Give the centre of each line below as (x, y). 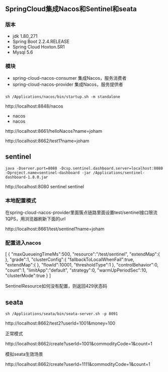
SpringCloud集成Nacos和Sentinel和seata (71, 9)
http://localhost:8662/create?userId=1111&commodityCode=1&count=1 (78, 364)
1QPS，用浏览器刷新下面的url (35, 219)
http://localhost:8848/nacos (34, 106)
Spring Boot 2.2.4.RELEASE (41, 41)
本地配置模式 (21, 200)
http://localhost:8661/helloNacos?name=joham (54, 131)
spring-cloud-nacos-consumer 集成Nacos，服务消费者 (69, 78)
